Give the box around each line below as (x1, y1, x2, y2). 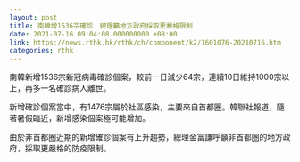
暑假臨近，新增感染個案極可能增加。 (16, 113, 150, 124)
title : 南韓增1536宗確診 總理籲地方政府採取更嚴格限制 (9, 21, 194, 30)
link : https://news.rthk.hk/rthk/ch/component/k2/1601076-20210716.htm (9, 37, 281, 47)
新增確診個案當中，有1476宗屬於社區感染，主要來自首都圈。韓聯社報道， (9, 101, 278, 112)
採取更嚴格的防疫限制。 (24, 143, 112, 154)
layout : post (9, 12, 58, 22)
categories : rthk (9, 46, 74, 55)
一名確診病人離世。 (39, 83, 112, 93)
